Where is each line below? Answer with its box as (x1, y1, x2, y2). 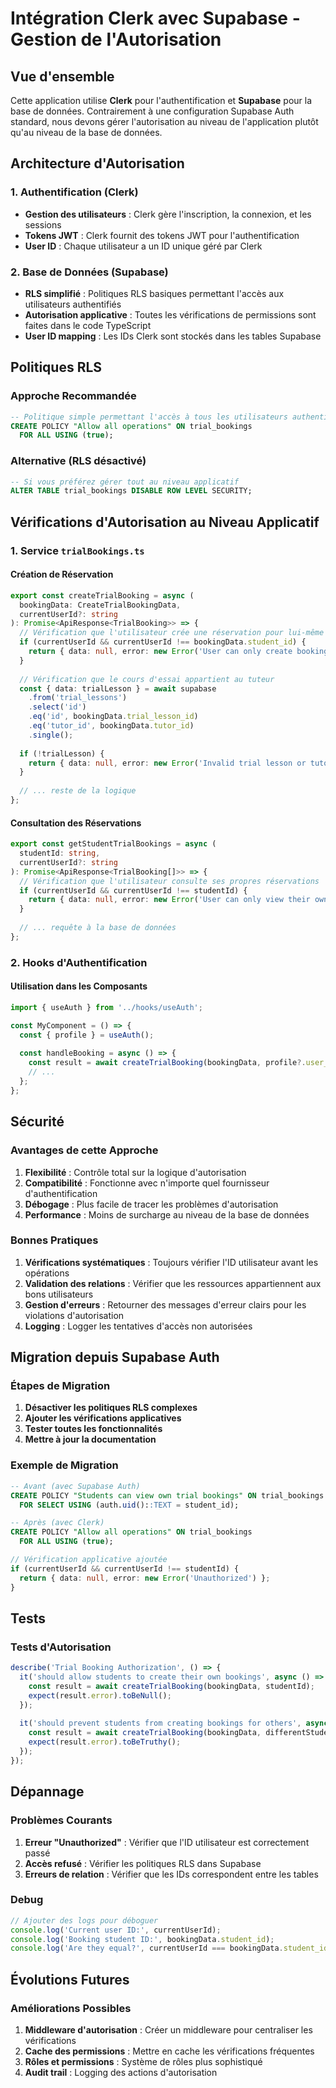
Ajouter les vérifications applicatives (24, 1412, 182, 1424)
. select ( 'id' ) (28, 702, 87, 712)
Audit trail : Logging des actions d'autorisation (24, 2067, 218, 2079)
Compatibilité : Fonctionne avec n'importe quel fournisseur (24, 1177, 270, 1189)
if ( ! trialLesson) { (19, 748, 105, 759)
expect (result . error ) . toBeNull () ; (28, 1690, 172, 1701)
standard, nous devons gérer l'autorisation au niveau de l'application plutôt (10, 116, 319, 127)
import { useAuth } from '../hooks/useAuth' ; (10, 1002, 203, 1012)
